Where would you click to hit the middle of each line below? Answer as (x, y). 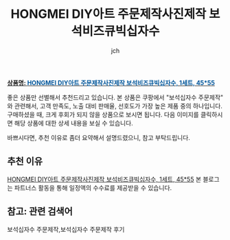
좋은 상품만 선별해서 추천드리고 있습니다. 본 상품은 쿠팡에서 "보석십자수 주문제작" (115, 97)
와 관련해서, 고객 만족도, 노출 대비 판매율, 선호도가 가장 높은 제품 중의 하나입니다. (115, 106)
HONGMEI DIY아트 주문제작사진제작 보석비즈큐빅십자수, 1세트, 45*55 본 (104, 179)
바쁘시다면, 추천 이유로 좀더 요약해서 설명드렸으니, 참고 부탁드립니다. (99, 137)
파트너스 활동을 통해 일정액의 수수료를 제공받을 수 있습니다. (93, 188)
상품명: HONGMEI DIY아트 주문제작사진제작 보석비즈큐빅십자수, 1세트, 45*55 (111, 82)
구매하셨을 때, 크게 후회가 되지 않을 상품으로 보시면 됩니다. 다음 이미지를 (103, 115)
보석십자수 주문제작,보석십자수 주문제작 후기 (66, 229)
